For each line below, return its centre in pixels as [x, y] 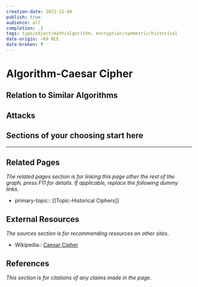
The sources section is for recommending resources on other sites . [88, 233]
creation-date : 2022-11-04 [39, 12]
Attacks [21, 115]
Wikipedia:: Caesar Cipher [46, 245]
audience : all [24, 22]
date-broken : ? [25, 45]
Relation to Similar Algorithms [62, 95]
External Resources [43, 219]
